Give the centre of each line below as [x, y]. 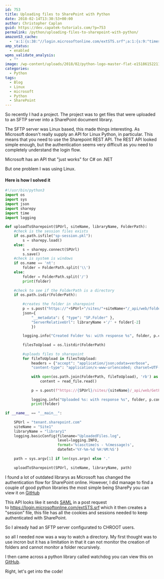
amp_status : [17, 46]
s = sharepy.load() [42, 240]
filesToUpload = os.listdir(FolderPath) [64, 345]
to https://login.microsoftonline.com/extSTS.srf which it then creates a [76, 507]
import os [15, 195]
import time [17, 213]
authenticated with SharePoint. [36, 518]
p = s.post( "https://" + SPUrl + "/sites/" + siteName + [74, 309]
